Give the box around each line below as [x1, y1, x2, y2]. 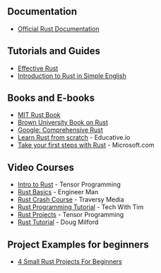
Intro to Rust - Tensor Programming [17, 180, 121, 189]
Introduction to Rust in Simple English [17, 71, 127, 80]
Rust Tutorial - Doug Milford [17, 218, 99, 226]
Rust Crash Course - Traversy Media [17, 195, 125, 204]
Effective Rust [17, 64, 59, 72]
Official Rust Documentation [17, 24, 100, 33]
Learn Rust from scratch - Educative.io [17, 133, 131, 142]
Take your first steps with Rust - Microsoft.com [17, 141, 155, 150]
